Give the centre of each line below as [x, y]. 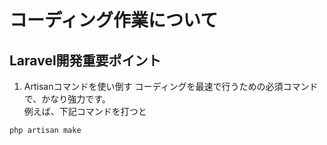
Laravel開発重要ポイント [85, 60]
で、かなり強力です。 [67, 99]
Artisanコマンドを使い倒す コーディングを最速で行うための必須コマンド [171, 86]
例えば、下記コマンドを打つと [85, 111]
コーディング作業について [114, 20]
